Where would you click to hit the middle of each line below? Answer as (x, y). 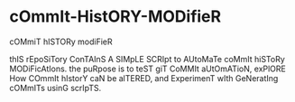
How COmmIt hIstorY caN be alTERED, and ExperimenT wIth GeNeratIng (144, 78)
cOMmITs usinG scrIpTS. (55, 88)
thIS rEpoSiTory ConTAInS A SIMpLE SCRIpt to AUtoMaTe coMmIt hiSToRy (147, 59)
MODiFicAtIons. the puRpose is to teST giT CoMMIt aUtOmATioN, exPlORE (147, 69)
